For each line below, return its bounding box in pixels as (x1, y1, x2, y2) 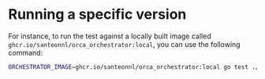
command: (8, 48, 43, 57)
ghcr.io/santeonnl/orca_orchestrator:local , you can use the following (8, 39, 241, 48)
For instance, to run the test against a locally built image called (8, 31, 211, 41)
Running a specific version (8, 5, 187, 23)
